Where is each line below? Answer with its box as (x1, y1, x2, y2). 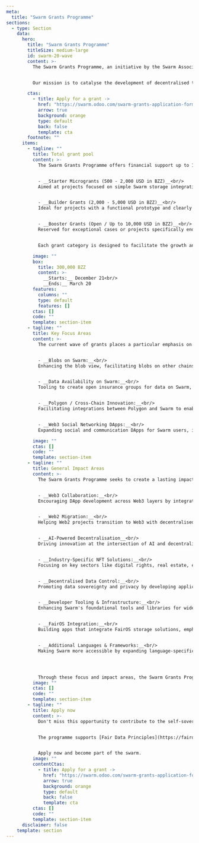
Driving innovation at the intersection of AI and (37, 541, 166, 547)
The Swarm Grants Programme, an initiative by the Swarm (32, 64, 176, 70)
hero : (21, 36, 36, 42)
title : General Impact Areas (32, 465, 105, 471)
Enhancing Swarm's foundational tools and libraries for (37, 605, 182, 611)
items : (21, 140, 38, 146)
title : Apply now (32, 707, 76, 713)
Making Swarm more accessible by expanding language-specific (37, 648, 195, 654)
